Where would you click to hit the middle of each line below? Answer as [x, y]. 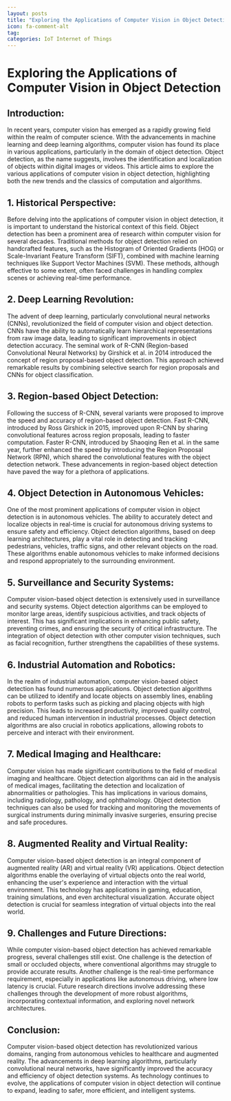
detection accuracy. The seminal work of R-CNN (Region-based [98, 345]
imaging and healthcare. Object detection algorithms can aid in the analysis [114, 778]
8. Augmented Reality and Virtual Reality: [98, 844]
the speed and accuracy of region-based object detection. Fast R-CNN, [109, 420]
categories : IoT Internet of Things [59, 39]
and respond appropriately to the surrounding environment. [91, 561]
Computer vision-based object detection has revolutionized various [102, 1047]
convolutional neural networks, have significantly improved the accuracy [110, 1069]
